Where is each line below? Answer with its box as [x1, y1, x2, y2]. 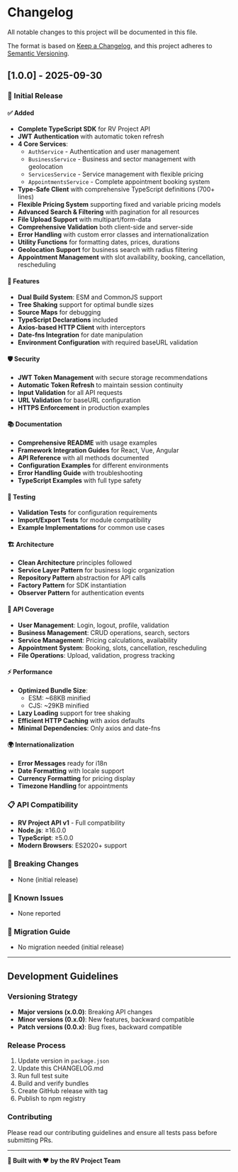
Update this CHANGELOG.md [17, 1064, 104, 1073]
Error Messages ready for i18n [17, 759, 108, 768]
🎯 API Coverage [7, 605, 55, 614]
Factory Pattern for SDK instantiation [17, 581, 127, 590]
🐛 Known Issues [7, 893, 64, 903]
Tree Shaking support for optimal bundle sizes [17, 300, 154, 309]
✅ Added [7, 108, 35, 117]
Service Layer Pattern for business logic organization [17, 566, 175, 575]
